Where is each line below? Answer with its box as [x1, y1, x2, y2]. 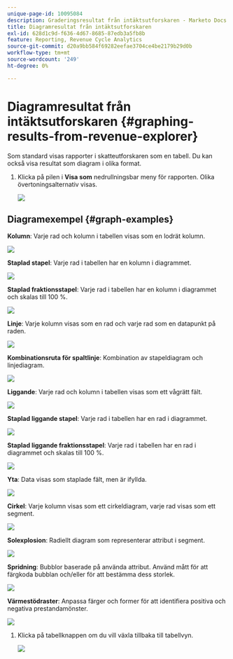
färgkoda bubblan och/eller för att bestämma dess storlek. [7, 570, 175, 578]
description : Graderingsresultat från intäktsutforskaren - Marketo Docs [7, 17, 227, 24]
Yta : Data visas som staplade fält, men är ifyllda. [7, 476, 147, 484]
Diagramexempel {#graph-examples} [7, 213, 174, 225]
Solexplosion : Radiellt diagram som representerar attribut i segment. [7, 536, 205, 545]
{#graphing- [120, 113, 195, 130]
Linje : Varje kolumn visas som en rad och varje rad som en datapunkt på [7, 319, 216, 328]
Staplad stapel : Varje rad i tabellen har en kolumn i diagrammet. [7, 258, 192, 267]
